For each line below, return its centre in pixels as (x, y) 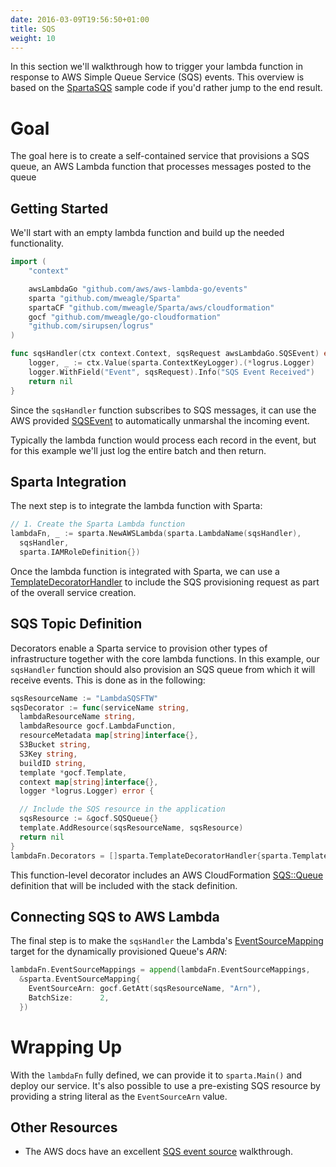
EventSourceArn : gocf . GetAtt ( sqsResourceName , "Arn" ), (145, 989)
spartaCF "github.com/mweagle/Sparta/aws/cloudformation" (151, 307)
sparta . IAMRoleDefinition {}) (80, 552)
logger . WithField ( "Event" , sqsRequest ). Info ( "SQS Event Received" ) (171, 372)
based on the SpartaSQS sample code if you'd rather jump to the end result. (166, 88)
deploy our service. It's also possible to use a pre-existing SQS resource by (165, 1085)
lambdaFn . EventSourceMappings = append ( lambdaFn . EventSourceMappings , (160, 970)
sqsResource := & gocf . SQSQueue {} (89, 819)
